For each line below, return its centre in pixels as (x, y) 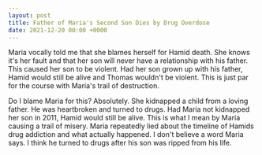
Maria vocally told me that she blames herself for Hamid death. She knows (129, 53)
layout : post (30, 15)
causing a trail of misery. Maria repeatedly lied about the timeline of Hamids (131, 126)
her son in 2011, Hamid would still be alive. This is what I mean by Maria (124, 118)
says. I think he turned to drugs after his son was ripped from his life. (120, 143)
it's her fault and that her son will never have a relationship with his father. (128, 61)
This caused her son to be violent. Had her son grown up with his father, (125, 69)
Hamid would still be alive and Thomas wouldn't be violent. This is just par (128, 77)
